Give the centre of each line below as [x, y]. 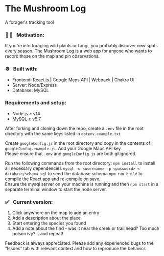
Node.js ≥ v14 [26, 113]
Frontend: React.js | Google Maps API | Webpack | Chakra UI [73, 80]
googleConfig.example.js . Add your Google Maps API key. [64, 148]
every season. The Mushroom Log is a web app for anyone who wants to [79, 51]
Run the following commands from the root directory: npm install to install [80, 163]
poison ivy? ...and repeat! [38, 234]
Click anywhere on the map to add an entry [56, 213]
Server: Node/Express [35, 85]
